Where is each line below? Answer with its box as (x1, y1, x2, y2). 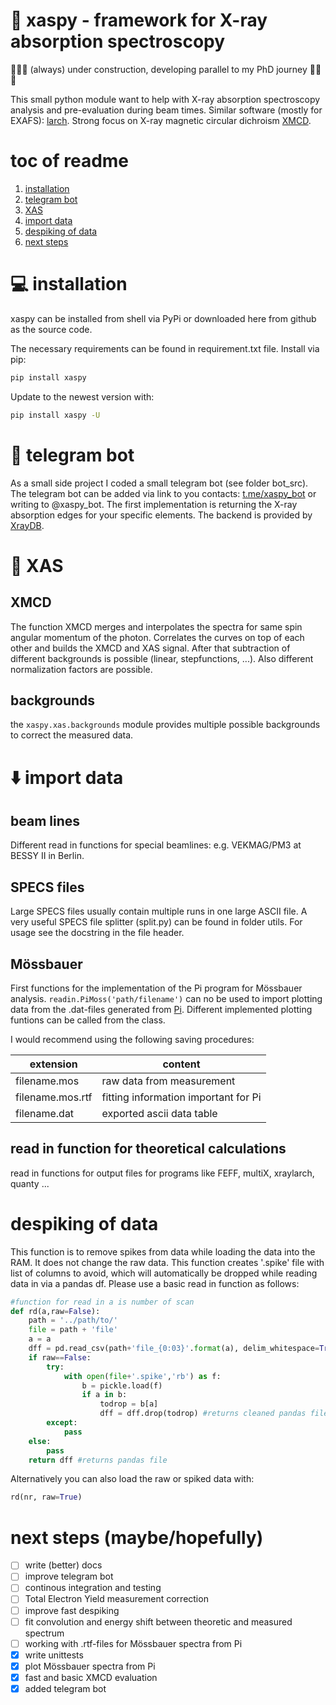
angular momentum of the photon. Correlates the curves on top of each (10, 631, 305, 643)
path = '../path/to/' (28, 1315, 118, 1326)
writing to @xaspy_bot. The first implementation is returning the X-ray (10, 498, 298, 510)
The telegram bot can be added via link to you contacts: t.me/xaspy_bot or (10, 487, 317, 499)
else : (28, 1436, 52, 1446)
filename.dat (15, 1106, 75, 1120)
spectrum (24, 1627, 65, 1639)
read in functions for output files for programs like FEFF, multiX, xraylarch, (10, 1167, 315, 1179)
